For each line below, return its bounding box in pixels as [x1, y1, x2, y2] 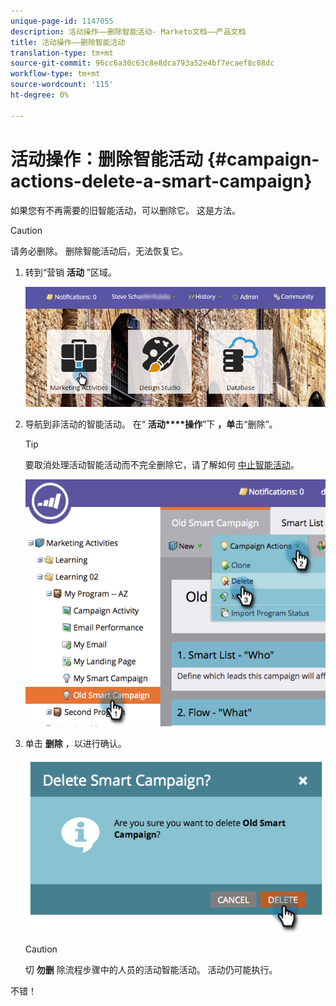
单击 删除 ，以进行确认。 [24, 738, 127, 750]
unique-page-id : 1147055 [10, 16, 114, 26]
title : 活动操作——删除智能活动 [10, 37, 126, 47]
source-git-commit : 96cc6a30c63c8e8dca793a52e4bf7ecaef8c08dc [10, 58, 275, 69]
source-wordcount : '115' [10, 80, 114, 90]
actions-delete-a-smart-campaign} [10, 170, 313, 192]
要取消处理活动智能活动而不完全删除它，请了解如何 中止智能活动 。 [24, 458, 300, 470]
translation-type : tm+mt [10, 48, 114, 58]
